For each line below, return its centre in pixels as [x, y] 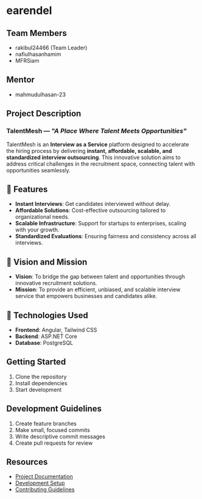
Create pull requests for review [54, 443]
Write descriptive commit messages [60, 436]
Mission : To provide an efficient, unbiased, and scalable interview [98, 289]
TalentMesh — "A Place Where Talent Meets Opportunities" [96, 131]
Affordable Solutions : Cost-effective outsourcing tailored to [90, 210]
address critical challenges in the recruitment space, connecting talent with [101, 164]
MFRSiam [27, 61]
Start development [38, 389]
